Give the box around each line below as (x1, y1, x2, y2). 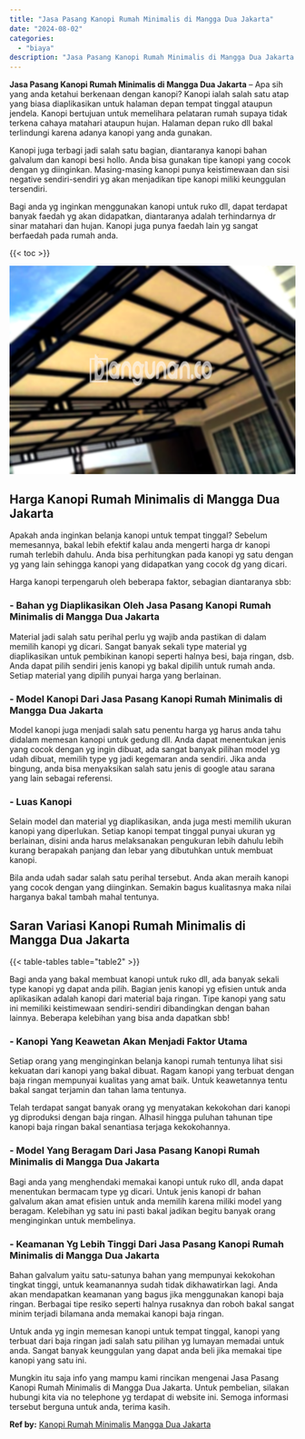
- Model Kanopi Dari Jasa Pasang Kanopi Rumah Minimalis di (9, 692, 283, 705)
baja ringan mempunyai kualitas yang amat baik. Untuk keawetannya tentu (9, 1075, 288, 1086)
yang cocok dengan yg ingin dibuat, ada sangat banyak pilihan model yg (9, 744, 280, 755)
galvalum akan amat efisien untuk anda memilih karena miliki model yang (9, 1196, 282, 1206)
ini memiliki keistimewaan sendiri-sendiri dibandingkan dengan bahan (9, 1003, 271, 1014)
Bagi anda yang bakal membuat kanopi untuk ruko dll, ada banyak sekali (9, 974, 280, 985)
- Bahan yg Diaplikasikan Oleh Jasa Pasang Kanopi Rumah (9, 600, 271, 612)
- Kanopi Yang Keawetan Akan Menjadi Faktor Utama (9, 1036, 248, 1048)
